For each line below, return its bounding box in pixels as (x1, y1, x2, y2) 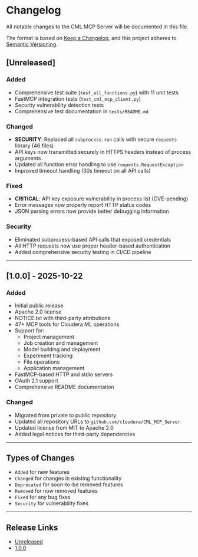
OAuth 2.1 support (14, 377, 59, 384)
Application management (23, 365, 85, 372)
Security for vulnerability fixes (14, 500, 89, 507)
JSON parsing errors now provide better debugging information (14, 207, 169, 215)
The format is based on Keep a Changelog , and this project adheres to (6, 34, 177, 41)
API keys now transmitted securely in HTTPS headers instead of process (14, 148, 192, 155)
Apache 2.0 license (14, 308, 62, 315)
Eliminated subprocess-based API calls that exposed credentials (14, 236, 171, 243)
